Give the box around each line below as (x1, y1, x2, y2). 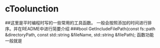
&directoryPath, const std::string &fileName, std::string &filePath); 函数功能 (5, 32, 154, 37)
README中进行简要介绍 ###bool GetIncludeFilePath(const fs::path (21, 25, 156, 32)
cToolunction (5, 3, 59, 14)
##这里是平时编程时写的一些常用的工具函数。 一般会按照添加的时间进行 (5, 20, 148, 25)
